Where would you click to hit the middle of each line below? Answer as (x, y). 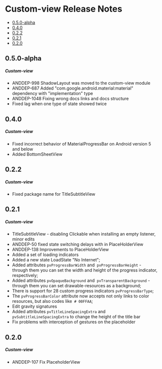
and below (23, 149)
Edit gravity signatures (34, 306)
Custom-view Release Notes (64, 9)
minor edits (23, 239)
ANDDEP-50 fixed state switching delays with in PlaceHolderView (78, 244)
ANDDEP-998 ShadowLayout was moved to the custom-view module (81, 83)
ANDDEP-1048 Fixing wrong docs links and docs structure (70, 99)
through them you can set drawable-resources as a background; (77, 286)
